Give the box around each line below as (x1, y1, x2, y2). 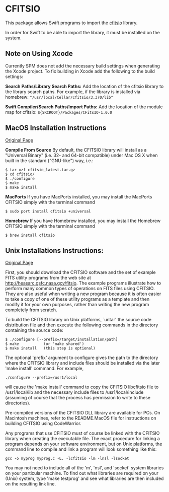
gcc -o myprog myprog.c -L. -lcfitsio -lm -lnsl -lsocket (5, 456, 129, 461)
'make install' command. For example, (5, 366, 84, 372)
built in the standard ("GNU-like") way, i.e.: (5, 157, 94, 164)
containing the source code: (5, 327, 64, 333)
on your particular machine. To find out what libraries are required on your (5, 470, 159, 476)
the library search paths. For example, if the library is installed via (5, 89, 141, 95)
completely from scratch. (5, 307, 57, 313)
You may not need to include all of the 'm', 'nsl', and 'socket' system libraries (5, 465, 164, 471)
